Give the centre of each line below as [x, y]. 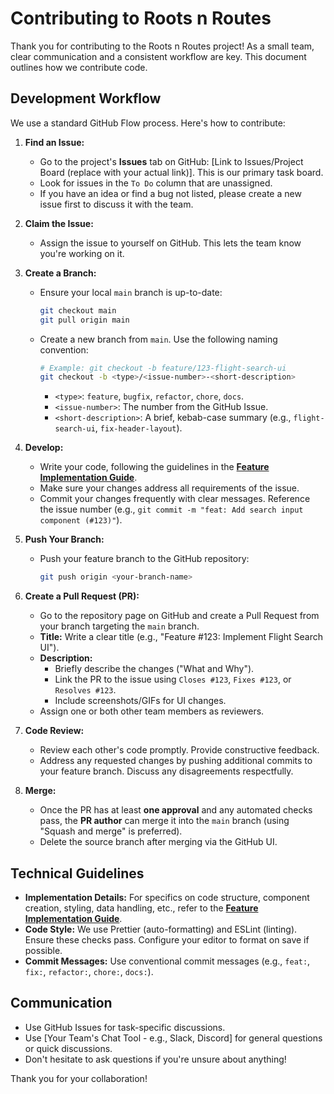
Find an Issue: [54, 142]
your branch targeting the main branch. [119, 626]
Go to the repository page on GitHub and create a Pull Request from [179, 616]
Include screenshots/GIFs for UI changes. [140, 701]
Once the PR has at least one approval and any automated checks [176, 810]
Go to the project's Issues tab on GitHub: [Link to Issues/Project [171, 161]
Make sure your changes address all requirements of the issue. [169, 488]
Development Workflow [86, 98]
